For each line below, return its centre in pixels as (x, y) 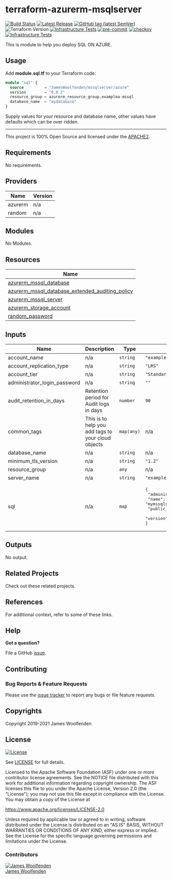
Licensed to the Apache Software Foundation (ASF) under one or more (80, 772)
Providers (21, 181)
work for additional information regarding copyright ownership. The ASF (81, 783)
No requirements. (24, 165)
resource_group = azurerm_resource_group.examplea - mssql (72, 97)
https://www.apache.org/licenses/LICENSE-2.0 (55, 809)
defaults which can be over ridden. (42, 122)
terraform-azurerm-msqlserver (73, 10)
